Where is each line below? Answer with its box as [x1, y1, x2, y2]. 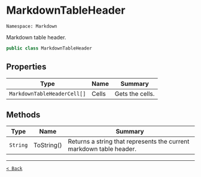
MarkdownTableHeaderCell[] [9, 90, 86, 97]
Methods [6, 110, 41, 120]
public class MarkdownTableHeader [6, 45, 93, 51]
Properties [6, 62, 47, 72]
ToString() [33, 141, 63, 150]
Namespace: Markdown [6, 23, 58, 29]
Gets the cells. [114, 89, 155, 98]
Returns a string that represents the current [68, 138, 190, 146]
